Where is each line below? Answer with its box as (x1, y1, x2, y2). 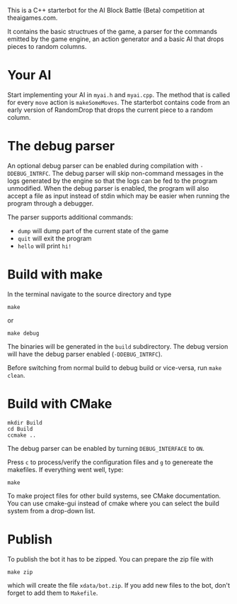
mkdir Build (7, 419, 42, 426)
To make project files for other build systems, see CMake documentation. (7, 491, 221, 500)
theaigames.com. (7, 13, 58, 22)
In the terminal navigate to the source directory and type (7, 290, 172, 298)
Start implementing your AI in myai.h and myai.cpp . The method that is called (7, 90, 231, 99)
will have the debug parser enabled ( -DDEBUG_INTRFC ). (7, 349, 163, 358)
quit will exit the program (17, 234, 92, 242)
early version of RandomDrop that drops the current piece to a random (7, 106, 214, 114)
